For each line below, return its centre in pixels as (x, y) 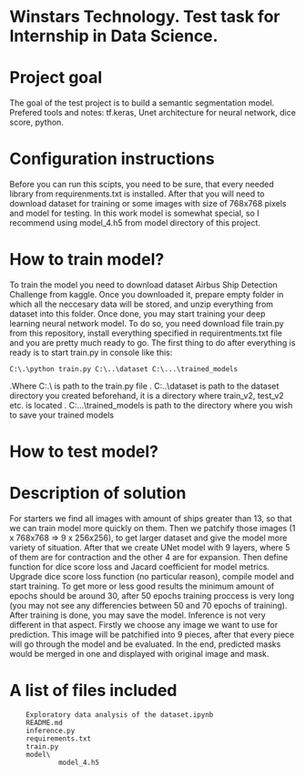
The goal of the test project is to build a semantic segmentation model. (142, 103)
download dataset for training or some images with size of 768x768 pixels (148, 204)
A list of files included (93, 691)
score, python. (36, 122)
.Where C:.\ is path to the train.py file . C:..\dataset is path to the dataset (144, 386)
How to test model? (84, 452)
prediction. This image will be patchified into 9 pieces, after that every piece (152, 635)
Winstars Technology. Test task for (145, 17)
